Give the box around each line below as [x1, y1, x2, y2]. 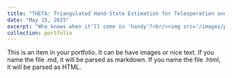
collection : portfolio [7, 29, 72, 37]
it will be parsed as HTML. [7, 63, 81, 71]
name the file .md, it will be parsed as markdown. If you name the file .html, [7, 56, 221, 64]
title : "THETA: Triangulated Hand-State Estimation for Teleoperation [7, 10, 215, 17]
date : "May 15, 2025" [7, 17, 70, 23]
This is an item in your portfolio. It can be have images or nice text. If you [7, 48, 214, 57]
